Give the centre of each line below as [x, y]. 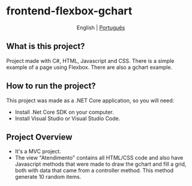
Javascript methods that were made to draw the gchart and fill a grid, [100, 164]
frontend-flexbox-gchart [69, 11]
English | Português [101, 28]
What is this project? [46, 46]
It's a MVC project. [38, 151]
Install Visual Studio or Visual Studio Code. [67, 118]
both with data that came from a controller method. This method [94, 170]
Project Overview [39, 137]
